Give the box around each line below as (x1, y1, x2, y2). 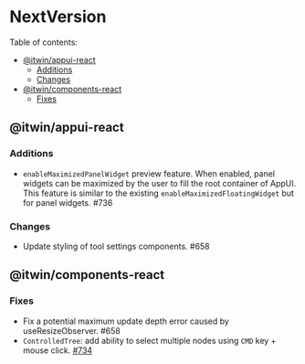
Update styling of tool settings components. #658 (22, 241, 210, 252)
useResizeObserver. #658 (22, 325, 121, 336)
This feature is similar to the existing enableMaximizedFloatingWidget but (22, 187, 295, 198)
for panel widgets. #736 (22, 197, 113, 208)
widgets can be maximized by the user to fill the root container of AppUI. (22, 177, 297, 188)
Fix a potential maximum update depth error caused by (22, 316, 230, 327)
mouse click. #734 (22, 345, 93, 356)
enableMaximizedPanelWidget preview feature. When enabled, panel (22, 167, 276, 179)
